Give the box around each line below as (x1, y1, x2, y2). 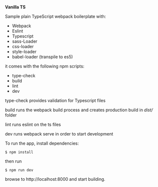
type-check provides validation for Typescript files (5, 98, 106, 103)
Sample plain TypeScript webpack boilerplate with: (5, 14, 106, 19)
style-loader (12, 49, 37, 54)
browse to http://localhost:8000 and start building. (5, 176, 105, 182)
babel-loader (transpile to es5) (12, 54, 73, 60)
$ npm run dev (5, 168, 34, 172)
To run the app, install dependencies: (5, 140, 79, 146)
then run (5, 158, 22, 164)
